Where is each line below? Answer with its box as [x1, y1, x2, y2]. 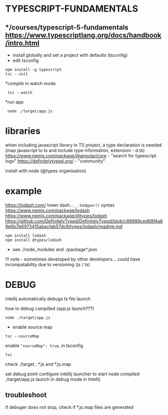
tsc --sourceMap [5, 334, 39, 339]
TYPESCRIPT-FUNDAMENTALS [5, 3, 138, 15]
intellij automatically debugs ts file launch [5, 295, 91, 302]
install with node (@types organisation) [5, 168, 87, 174]
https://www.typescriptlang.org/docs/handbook [5, 31, 162, 39]
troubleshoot [5, 391, 47, 399]
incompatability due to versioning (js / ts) [5, 261, 91, 267]
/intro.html [5, 39, 40, 47]
